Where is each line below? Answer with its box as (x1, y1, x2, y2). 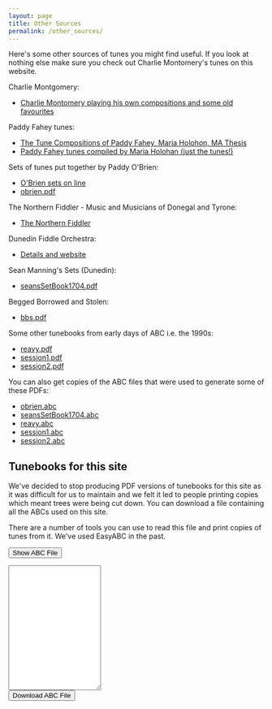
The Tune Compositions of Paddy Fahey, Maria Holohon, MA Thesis (19, 138, 248, 148)
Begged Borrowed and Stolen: (8, 297, 110, 307)
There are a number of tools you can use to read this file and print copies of (8, 523, 262, 533)
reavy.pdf (19, 344, 53, 354)
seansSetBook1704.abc (19, 410, 99, 420)
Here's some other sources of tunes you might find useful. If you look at (8, 50, 249, 59)
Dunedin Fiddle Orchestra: (8, 234, 97, 244)
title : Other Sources (8, 19, 82, 28)
